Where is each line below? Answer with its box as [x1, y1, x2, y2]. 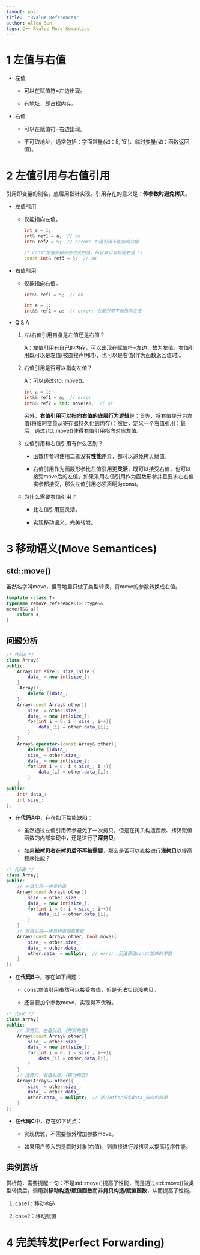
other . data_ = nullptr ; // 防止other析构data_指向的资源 [28, 1095, 168, 1101]
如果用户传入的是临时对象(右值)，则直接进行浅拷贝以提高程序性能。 [23, 1143, 191, 1150]
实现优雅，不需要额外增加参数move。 [23, 1130, 117, 1137]
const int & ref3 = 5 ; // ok [23, 255, 97, 261]
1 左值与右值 [6, 53, 66, 67]
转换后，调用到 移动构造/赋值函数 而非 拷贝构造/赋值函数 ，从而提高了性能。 [11, 1186, 195, 1194]
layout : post [6, 8, 39, 15]
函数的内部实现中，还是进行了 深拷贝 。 [23, 834, 119, 841]
